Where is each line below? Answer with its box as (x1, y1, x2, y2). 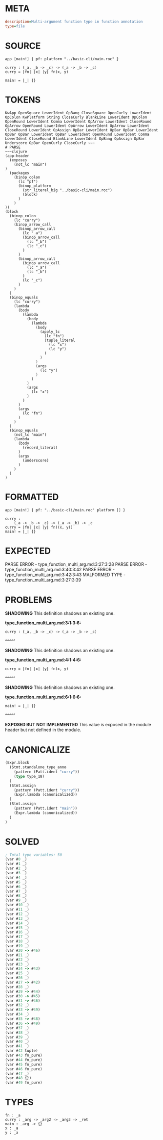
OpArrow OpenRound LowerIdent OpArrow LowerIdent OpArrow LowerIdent (5, 123, 150, 128)
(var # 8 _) (5, 893, 27, 898)
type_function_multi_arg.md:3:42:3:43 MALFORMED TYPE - (5, 572, 126, 578)
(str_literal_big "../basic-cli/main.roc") (22, 187, 112, 193)
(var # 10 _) (5, 903, 29, 908)
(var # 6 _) (5, 884, 27, 889)
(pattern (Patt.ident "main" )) (14, 806, 78, 811)
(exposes (9, 157, 27, 162)
